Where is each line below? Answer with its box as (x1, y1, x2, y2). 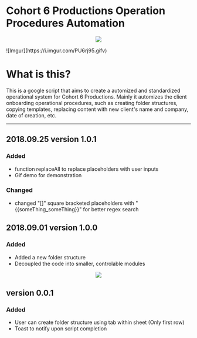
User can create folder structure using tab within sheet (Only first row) (14, 319, 185, 326)
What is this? (6, 67, 72, 81)
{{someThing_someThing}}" (14, 205, 82, 212)
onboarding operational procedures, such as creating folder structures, (6, 99, 178, 106)
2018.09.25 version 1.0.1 (6, 134, 97, 144)
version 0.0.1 (6, 288, 54, 298)
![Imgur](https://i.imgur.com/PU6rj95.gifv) (6, 47, 107, 54)
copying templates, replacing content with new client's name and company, (6, 106, 189, 113)
